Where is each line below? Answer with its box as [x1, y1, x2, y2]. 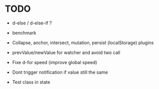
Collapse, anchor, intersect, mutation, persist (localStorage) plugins [12, 39, 154, 46]
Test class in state [12, 79, 50, 85]
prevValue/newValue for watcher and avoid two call [12, 49, 121, 55]
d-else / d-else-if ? [12, 20, 52, 26]
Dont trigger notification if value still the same [12, 69, 108, 75]
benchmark [12, 29, 37, 36]
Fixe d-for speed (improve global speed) [12, 59, 97, 65]
